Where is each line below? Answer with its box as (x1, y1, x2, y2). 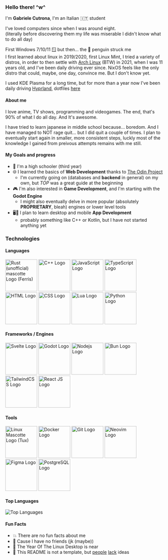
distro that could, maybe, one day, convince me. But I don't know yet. (5, 70, 151, 76)
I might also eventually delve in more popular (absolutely (20, 198, 139, 204)
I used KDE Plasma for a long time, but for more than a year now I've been (5, 80, 160, 86)
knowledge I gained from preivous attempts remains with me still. (5, 140, 142, 146)
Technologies (5, 235, 40, 242)
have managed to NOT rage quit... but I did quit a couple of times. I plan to (5, 129, 161, 135)
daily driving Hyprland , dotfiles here (5, 85, 80, 91)
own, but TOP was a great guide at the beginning (20, 180, 123, 186)
